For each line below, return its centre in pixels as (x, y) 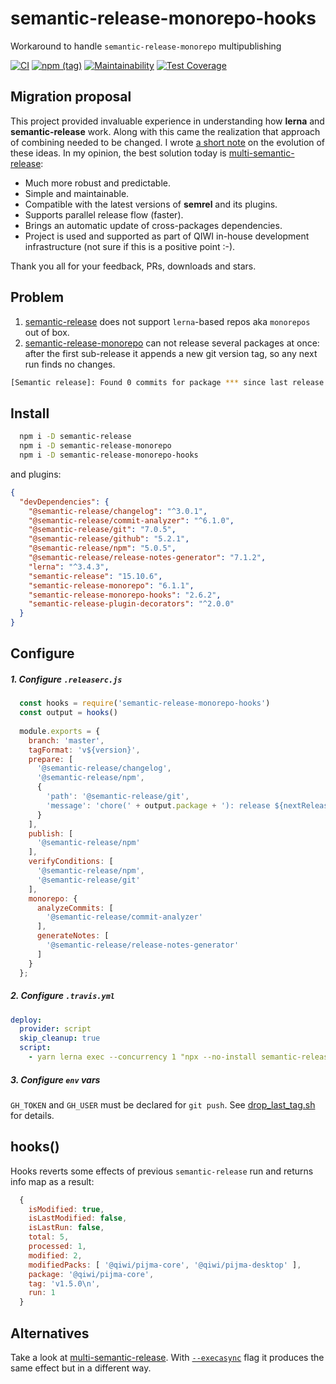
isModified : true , (66, 1209)
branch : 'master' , (66, 740)
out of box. (47, 332)
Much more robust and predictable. (97, 183)
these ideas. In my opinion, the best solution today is (118, 153)
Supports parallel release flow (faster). (104, 214)
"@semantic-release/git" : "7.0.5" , (102, 530)
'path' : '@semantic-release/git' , (118, 797)
